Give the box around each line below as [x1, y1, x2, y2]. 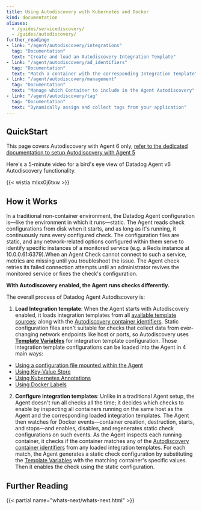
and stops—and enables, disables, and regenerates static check [14, 425, 174, 432]
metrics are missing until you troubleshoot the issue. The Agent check [6, 257, 180, 264]
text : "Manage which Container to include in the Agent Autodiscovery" [11, 88, 195, 94]
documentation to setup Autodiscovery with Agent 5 [6, 149, 136, 156]
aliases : [6, 20, 28, 26]
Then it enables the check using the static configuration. [14, 463, 155, 471]
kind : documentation [6, 14, 58, 21]
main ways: [14, 350, 43, 357]
